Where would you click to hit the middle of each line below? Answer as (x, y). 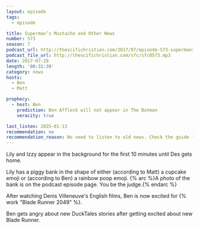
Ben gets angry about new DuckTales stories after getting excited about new (99, 214)
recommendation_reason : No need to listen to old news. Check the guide (98, 137)
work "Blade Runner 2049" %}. (44, 203)
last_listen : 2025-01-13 (37, 126)
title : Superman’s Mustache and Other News (61, 33)
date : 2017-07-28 (28, 61)
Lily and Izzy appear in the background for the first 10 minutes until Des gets (99, 154)
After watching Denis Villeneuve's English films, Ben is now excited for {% (96, 196)
